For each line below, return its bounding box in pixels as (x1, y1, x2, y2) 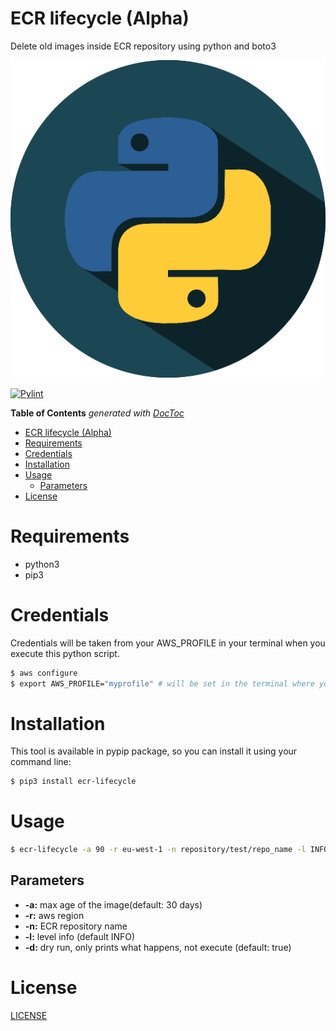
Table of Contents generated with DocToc (10, 407, 185, 419)
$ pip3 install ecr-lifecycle (10, 777, 137, 787)
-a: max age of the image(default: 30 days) (24, 898, 203, 911)
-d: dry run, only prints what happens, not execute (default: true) (24, 941, 292, 953)
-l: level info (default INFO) (24, 930, 136, 942)
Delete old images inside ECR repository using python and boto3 (10, 40, 277, 52)
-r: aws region (24, 909, 85, 921)
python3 (24, 558, 60, 570)
